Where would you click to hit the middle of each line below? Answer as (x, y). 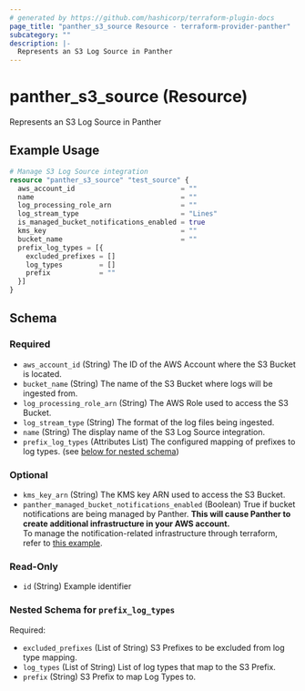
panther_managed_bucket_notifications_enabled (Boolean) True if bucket (159, 504)
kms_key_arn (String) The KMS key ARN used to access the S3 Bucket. (154, 494)
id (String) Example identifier (77, 586)
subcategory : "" (40, 35)
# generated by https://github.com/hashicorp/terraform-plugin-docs (142, 18)
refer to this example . (62, 543)
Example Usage (55, 151)
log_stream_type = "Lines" (118, 214)
